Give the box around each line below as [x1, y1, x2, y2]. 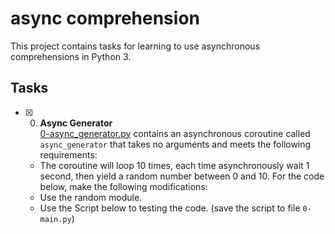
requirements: [39, 148, 98, 161]
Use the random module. [39, 191, 143, 203]
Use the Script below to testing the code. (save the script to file [39, 202, 301, 214]
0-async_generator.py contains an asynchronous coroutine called [39, 127, 311, 139]
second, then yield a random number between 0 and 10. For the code [39, 170, 325, 182]
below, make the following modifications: [39, 180, 208, 192]
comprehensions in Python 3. [10, 50, 132, 62]
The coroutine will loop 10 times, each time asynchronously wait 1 [39, 159, 310, 171]
